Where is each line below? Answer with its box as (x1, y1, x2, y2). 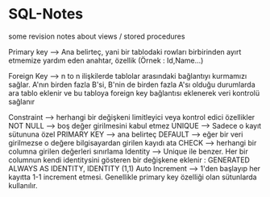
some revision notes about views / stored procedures (8, 31, 185, 41)
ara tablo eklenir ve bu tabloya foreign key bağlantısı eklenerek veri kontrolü (8, 88, 260, 97)
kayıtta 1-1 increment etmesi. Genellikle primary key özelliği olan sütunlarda (8, 172, 257, 182)
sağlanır (8, 96, 35, 106)
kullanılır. (8, 180, 38, 190)
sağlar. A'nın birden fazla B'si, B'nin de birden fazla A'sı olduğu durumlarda (8, 80, 255, 89)
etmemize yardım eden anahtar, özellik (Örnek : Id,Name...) (8, 55, 204, 65)
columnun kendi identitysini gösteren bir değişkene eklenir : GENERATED (8, 154, 250, 165)
